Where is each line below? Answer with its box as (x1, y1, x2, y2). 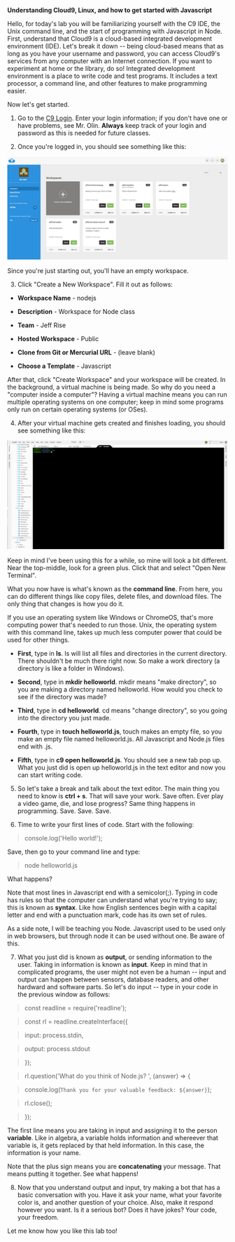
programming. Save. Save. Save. (17, 807, 112, 815)
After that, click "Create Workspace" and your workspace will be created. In (7, 375, 226, 383)
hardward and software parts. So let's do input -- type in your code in (17, 983, 218, 991)
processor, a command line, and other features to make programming (7, 79, 208, 87)
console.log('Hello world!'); (24, 834, 103, 843)
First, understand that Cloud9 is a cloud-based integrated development (7, 34, 212, 43)
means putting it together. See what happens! (7, 1170, 138, 1178)
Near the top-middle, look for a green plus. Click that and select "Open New (7, 564, 226, 572)
